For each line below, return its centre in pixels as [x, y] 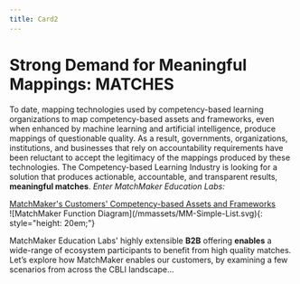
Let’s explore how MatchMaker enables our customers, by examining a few [149, 260]
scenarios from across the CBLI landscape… [92, 269]
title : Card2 [34, 19]
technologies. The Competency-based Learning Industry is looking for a [144, 166]
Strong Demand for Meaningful [128, 65]
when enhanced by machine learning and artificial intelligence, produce [143, 128]
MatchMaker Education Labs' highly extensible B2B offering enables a [141, 241]
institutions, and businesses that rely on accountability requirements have [146, 147]
